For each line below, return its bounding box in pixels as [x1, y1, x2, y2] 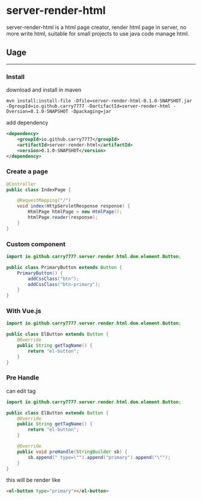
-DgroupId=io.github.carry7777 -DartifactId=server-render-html [6, 103, 171, 109]
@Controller [6, 181, 36, 187]
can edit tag [6, 387, 36, 394]
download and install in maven [6, 86, 82, 93]
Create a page [6, 167, 48, 176]
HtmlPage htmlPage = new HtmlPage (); [28, 209, 122, 215]
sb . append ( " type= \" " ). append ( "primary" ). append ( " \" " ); [28, 454, 171, 460]
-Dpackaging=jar [70, 109, 112, 115]
